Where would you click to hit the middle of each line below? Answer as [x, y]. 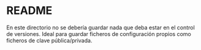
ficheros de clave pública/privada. [49, 40]
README [29, 11]
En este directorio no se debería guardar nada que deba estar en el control [100, 27]
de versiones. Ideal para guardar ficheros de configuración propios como [99, 34]
